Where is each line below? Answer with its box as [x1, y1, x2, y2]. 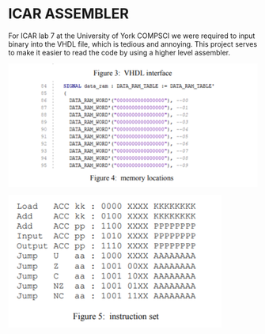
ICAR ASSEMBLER [8, 5, 129, 23]
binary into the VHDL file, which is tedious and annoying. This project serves [8, 39, 258, 48]
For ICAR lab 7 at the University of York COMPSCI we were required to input [8, 31, 256, 40]
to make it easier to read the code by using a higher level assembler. [8, 47, 231, 57]
